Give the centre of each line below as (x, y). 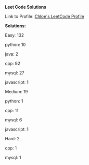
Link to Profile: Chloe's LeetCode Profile (44, 16)
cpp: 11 (12, 110)
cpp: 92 (13, 63)
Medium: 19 (16, 91)
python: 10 (15, 45)
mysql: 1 (13, 157)
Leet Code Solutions (26, 7)
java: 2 (12, 54)
